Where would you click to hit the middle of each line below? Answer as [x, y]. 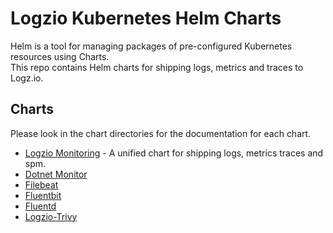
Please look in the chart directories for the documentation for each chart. [161, 133]
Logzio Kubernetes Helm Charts [146, 18]
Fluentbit [43, 195]
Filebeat [41, 184]
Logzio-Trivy [51, 216]
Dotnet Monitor [56, 174]
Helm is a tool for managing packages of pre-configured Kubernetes [151, 46]
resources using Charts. [60, 56]
